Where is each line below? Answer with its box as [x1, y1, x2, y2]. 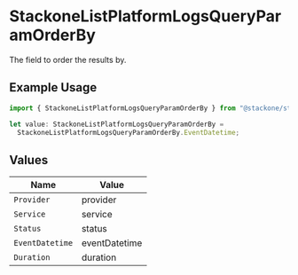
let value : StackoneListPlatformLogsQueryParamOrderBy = [9, 120, 224, 129]
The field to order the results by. [9, 54, 127, 65]
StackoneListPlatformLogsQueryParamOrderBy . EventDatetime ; [17, 128, 240, 137]
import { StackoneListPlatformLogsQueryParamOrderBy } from [9, 104, 237, 113]
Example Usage [9, 80, 98, 95]
